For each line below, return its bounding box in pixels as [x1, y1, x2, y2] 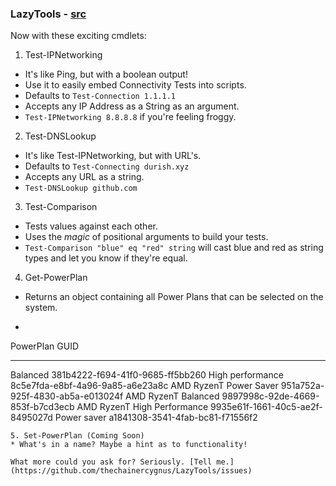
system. [24, 302, 58, 314]
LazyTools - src [10, 7, 87, 21]
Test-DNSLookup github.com [24, 183, 138, 194]
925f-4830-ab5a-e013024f [10, 390, 124, 402]
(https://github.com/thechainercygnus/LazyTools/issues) [10, 466, 253, 476]
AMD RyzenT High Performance [76, 401, 209, 413]
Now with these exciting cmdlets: [10, 30, 147, 42]
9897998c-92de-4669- [221, 390, 320, 402]
